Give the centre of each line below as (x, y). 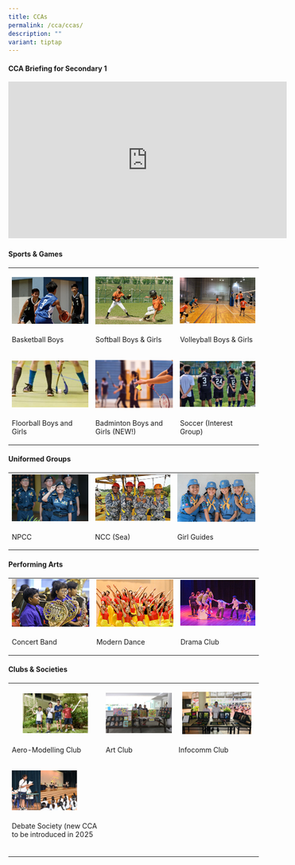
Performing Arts (36, 564)
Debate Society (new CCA (54, 826)
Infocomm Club (204, 750)
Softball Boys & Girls (128, 339)
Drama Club (200, 642)
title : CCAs (28, 17)
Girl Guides (195, 536)
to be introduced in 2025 (52, 834)
